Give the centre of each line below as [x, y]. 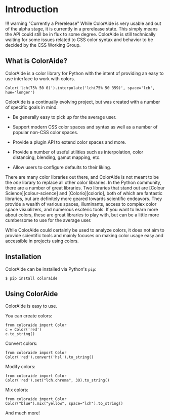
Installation [23, 257]
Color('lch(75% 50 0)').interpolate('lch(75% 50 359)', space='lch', [80, 88]
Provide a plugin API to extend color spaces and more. [69, 142]
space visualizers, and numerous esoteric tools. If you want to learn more [82, 209]
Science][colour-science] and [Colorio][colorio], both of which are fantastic [84, 193]
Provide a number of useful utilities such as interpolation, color [78, 152]
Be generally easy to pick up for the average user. [65, 117]
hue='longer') [20, 92]
